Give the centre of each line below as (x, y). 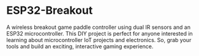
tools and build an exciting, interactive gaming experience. (80, 46)
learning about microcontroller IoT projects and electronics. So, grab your (99, 40)
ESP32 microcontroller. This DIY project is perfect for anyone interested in (99, 33)
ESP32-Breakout (50, 11)
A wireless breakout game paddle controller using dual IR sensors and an (99, 27)
